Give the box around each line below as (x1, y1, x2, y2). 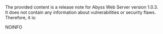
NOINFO (5, 24, 22, 30)
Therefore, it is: (5, 15, 36, 20)
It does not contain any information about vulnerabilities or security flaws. (5, 9, 156, 15)
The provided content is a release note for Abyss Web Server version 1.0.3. (5, 4, 159, 10)
